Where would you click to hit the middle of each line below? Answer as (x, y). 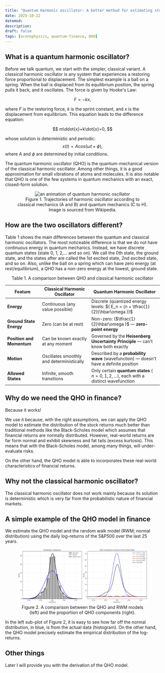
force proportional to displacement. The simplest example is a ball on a (77, 79)
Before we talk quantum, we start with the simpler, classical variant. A (75, 69)
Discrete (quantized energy (119, 301)
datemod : (14, 21)
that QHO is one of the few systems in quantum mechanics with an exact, (79, 179)
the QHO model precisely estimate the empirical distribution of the (72, 633)
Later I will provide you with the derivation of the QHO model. (67, 665)
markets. (14, 503)
